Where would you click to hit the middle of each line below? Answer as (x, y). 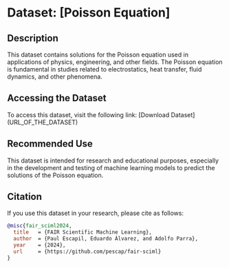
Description (33, 38)
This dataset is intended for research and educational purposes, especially (113, 161)
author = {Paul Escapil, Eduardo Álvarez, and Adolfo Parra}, (106, 239)
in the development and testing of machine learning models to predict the (111, 167)
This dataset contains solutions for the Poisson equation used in (98, 54)
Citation (25, 197)
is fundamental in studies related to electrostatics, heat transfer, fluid (105, 69)
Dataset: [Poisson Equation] (89, 13)
